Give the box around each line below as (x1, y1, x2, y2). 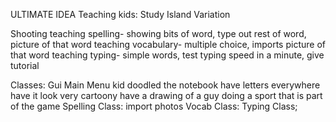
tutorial (10, 60, 40, 71)
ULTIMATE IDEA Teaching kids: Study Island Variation (10, 9, 231, 20)
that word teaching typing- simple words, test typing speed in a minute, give (10, 49, 325, 61)
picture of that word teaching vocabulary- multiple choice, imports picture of (10, 39, 326, 50)
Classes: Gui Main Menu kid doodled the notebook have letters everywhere (10, 79, 321, 91)
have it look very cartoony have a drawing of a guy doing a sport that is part (10, 90, 323, 101)
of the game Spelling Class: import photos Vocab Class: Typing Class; (10, 100, 298, 112)
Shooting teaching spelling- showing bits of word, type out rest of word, (10, 28, 307, 39)
